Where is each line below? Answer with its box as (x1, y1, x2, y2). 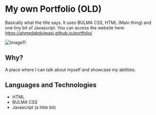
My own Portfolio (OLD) (5, 3, 102, 15)
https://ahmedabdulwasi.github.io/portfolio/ (5, 30, 93, 36)
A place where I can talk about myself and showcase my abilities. (5, 67, 136, 72)
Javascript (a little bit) (12, 104, 56, 110)
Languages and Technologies (5, 81, 97, 89)
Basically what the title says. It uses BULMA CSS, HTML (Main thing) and (5, 20, 152, 25)
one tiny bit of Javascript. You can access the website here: (5, 24, 125, 30)
